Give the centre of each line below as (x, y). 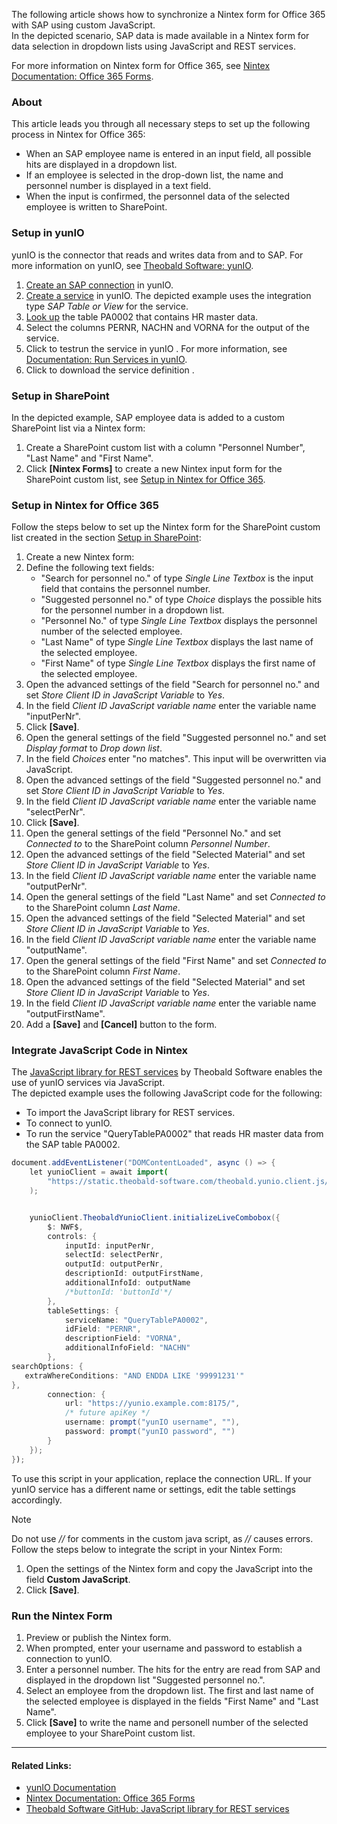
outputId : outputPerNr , (114, 1264)
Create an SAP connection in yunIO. (99, 285)
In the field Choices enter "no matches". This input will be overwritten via (176, 759)
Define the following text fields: (90, 568)
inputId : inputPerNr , (110, 1245)
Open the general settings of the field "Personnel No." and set (153, 833)
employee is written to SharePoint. (96, 207)
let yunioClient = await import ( (99, 1172)
